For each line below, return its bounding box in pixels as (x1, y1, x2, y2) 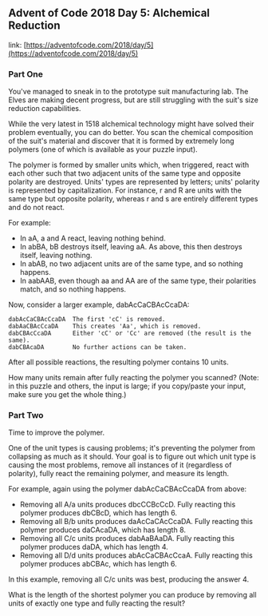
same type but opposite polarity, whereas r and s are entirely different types (8, 194, 258, 204)
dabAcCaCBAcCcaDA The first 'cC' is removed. (8, 316, 166, 324)
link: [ (8, 40, 26, 50)
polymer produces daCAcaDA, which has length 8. (19, 525, 186, 535)
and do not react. (8, 203, 65, 213)
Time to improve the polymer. (8, 427, 105, 438)
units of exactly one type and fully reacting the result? (8, 598, 186, 608)
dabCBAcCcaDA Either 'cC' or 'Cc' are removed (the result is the (8, 329, 251, 338)
